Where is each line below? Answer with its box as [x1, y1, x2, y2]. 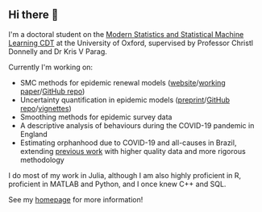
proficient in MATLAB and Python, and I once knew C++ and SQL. [8, 179, 227, 189]
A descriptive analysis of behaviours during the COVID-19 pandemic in [19, 120, 255, 130]
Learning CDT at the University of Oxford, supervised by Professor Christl [8, 38, 254, 48]
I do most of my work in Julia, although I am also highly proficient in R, [8, 170, 242, 180]
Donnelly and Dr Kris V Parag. [8, 46, 107, 56]
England [19, 129, 48, 139]
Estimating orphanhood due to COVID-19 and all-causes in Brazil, [19, 138, 237, 148]
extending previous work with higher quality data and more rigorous [19, 146, 246, 156]
